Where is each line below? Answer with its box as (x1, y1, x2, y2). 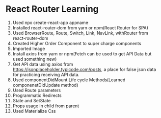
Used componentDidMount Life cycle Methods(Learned (12, 77, 126, 83)
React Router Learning (5, 3, 99, 15)
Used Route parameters (12, 87, 61, 93)
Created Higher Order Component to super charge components (12, 40, 141, 46)
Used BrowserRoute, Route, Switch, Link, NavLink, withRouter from (12, 30, 149, 36)
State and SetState (12, 97, 51, 103)
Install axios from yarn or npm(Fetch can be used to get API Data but (12, 50, 152, 57)
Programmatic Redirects (12, 92, 62, 98)
